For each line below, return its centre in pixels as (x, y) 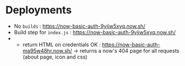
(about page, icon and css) (55, 57)
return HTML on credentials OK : (62, 45)
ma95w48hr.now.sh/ (47, 50)
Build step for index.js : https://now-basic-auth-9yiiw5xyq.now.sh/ (95, 32)
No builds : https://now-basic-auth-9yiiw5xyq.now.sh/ (80, 26)
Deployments (39, 10)
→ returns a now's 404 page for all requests (126, 50)
